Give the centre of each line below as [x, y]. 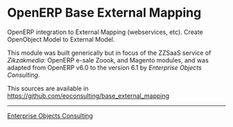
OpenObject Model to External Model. [61, 39]
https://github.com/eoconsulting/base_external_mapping [88, 96]
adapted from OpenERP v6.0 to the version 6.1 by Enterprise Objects [105, 67]
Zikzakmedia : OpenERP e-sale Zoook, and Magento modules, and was [108, 60]
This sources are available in [48, 88]
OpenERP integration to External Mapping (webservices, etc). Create [105, 32]
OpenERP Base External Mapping [104, 13]
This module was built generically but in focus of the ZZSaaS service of [109, 53]
